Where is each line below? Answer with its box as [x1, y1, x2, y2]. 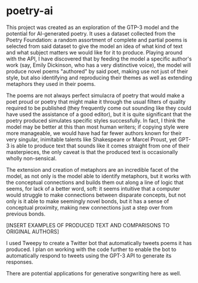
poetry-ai [6, 4, 53, 18]
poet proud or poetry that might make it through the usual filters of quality [6, 98, 186, 105]
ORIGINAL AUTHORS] [6, 228, 59, 235]
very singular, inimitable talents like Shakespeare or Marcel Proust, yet [6, 136, 177, 143]
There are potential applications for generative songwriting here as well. [6, 269, 181, 276]
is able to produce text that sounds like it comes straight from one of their [11, 142, 190, 149]
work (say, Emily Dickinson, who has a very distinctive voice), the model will [6, 61, 191, 69]
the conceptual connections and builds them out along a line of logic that [6, 179, 184, 186]
